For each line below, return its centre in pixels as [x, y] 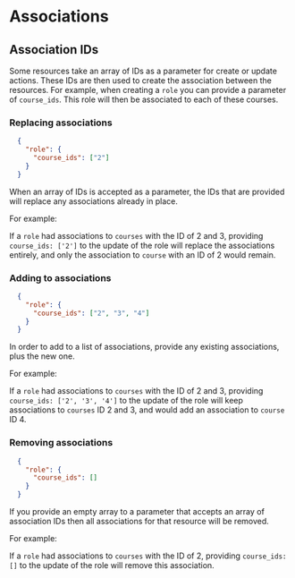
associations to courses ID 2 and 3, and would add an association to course [147, 410]
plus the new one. [42, 356]
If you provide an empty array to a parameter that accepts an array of [137, 512]
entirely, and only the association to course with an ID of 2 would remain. [143, 255]
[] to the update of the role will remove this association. [112, 565]
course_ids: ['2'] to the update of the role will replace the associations [142, 245]
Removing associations [61, 443]
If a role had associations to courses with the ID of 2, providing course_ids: [148, 556]
